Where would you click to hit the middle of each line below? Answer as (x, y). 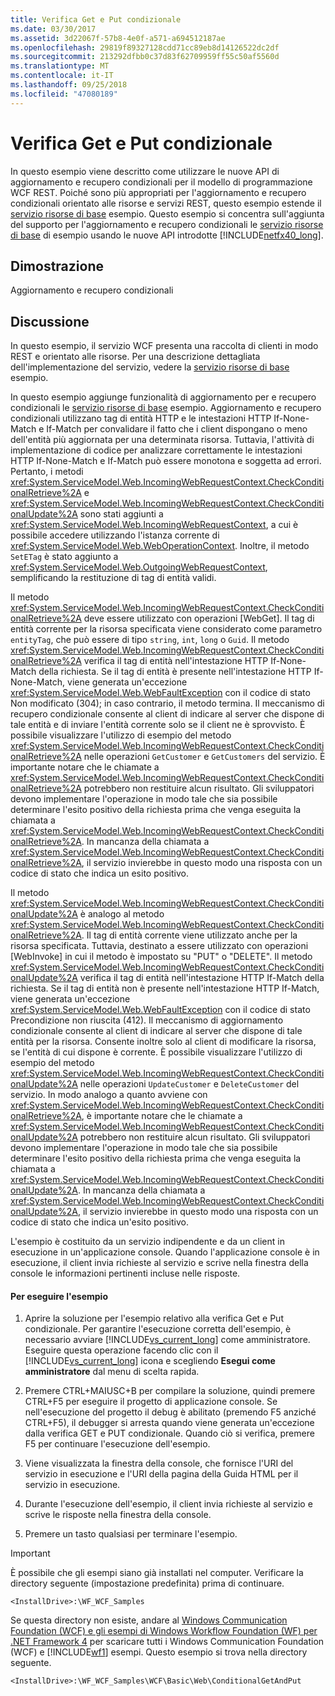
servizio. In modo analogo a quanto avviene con (109, 1095)
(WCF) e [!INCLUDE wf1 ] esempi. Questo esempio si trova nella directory (159, 1652)
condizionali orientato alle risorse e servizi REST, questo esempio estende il (166, 203)
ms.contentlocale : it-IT (62, 76)
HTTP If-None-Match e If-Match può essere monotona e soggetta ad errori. (166, 461)
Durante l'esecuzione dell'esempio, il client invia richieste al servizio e (168, 1504)
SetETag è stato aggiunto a (64, 557)
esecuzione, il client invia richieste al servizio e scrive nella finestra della (159, 1263)
